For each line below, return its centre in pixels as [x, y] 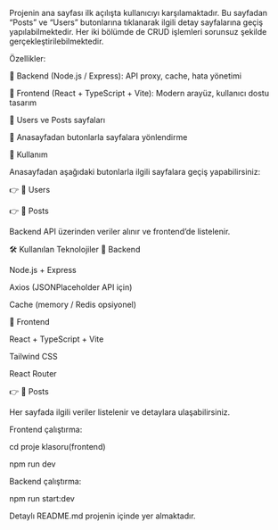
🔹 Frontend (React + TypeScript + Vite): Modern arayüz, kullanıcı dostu [139, 93]
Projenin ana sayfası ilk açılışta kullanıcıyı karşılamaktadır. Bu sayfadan [139, 13]
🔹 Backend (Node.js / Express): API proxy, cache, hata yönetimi [126, 76]
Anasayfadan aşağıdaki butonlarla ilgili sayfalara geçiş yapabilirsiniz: [135, 172]
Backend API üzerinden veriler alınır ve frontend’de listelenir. [120, 232]
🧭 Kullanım [29, 154]
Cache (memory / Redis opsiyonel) [73, 304]
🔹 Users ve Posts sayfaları [57, 120]
